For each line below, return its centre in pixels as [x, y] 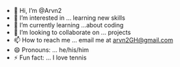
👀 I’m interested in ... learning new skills [69, 18]
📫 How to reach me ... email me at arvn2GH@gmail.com [93, 40]
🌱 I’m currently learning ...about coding [68, 25]
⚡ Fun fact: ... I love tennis [50, 57]
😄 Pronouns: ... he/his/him [51, 50]
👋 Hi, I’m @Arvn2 [38, 11]
